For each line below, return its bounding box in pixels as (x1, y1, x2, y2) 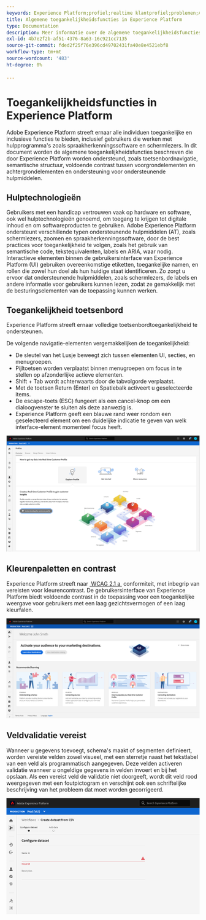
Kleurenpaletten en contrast (6, 564, 116, 574)
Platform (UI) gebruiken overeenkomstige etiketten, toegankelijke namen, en (6, 261, 199, 269)
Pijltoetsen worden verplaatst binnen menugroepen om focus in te (15, 364, 182, 372)
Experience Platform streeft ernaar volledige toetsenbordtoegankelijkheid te (6, 321, 198, 329)
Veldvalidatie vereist (6, 730, 87, 741)
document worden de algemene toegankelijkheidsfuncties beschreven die (6, 148, 194, 156)
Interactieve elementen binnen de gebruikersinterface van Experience (6, 254, 183, 262)
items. (15, 391, 31, 398)
